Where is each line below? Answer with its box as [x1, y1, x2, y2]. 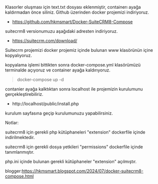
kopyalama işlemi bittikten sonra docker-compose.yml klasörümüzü [5, 62, 141, 68]
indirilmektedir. [5, 135, 35, 140]
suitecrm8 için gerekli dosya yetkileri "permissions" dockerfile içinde [5, 144, 143, 150]
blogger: [5, 168, 22, 174]
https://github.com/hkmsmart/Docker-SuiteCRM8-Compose [12, 19, 133, 24]
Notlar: [5, 120, 19, 125]
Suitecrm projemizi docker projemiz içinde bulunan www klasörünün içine [5, 47, 153, 53]
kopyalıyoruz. [5, 52, 32, 58]
